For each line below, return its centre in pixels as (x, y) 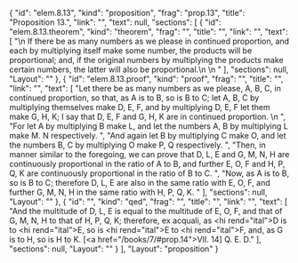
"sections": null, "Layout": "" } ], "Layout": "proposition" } (114, 249)
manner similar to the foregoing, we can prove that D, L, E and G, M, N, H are (149, 154)
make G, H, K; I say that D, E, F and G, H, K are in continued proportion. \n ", (148, 116)
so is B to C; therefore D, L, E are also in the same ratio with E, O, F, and (140, 183)
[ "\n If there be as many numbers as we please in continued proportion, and (149, 41)
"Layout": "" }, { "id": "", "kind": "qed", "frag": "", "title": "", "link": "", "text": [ (149, 202)
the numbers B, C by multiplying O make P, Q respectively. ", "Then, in (137, 145)
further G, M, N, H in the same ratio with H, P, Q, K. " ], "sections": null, (138, 192)
